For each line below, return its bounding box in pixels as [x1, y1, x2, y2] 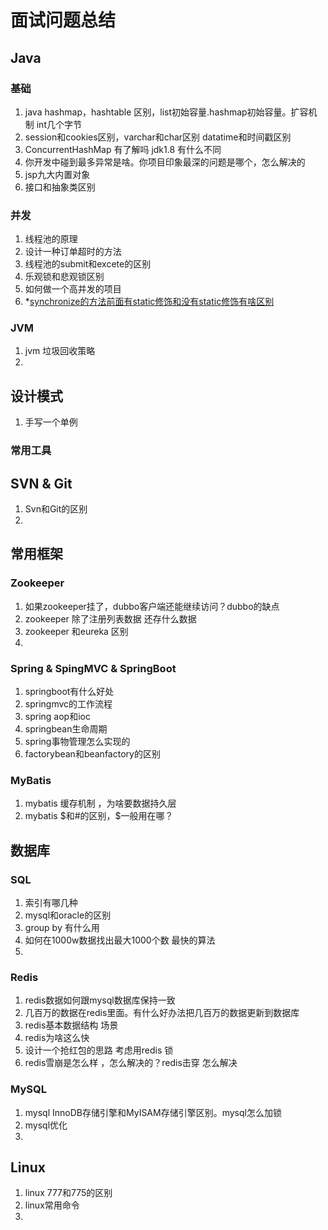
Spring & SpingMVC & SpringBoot [10, 661, 177, 675]
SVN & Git [10, 475, 73, 492]
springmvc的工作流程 [24, 698, 113, 710]
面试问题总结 [10, 9, 117, 32]
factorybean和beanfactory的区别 [24, 748, 161, 760]
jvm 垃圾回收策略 [24, 345, 96, 357]
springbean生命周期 [24, 723, 108, 735]
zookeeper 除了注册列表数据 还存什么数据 [24, 612, 197, 625]
